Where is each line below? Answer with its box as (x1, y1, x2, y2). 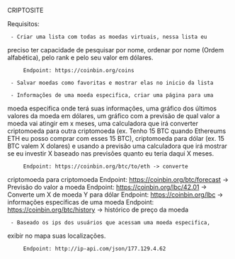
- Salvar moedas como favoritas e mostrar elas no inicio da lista (10, 79, 214, 86)
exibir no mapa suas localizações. (7, 231, 106, 240)
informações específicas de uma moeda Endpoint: (7, 198, 154, 206)
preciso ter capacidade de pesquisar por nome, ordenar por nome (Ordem (7, 46, 224, 54)
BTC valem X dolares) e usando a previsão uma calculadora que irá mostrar (7, 142, 228, 150)
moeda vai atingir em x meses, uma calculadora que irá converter (7, 120, 199, 127)
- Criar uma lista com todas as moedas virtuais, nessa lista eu (10, 33, 207, 40)
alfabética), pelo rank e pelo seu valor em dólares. (7, 53, 154, 62)
